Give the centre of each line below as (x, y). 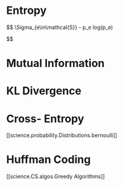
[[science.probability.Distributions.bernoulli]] (62, 135)
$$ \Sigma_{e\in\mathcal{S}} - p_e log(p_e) (60, 27)
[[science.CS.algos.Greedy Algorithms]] (56, 176)
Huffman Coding (49, 160)
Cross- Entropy (45, 119)
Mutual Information (55, 63)
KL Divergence (44, 91)
